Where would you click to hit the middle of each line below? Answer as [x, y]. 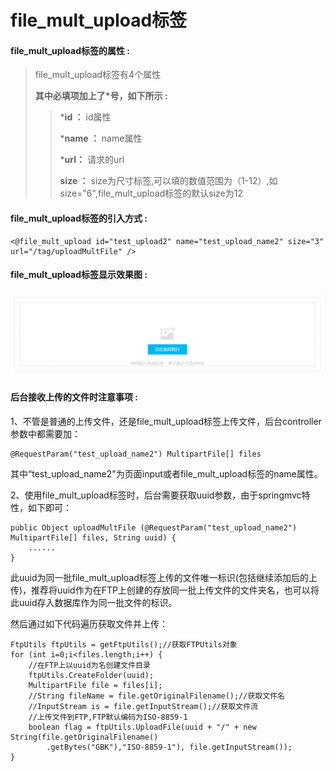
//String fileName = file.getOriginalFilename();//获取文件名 [156, 696]
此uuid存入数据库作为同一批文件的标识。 [94, 602]
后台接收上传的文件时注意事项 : [74, 397]
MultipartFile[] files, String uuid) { [93, 537]
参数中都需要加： [45, 433]
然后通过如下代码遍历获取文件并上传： [89, 623]
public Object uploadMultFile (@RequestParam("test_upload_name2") [154, 527]
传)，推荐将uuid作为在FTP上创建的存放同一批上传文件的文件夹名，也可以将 [165, 590]
